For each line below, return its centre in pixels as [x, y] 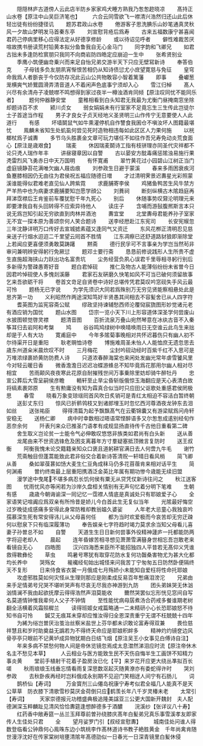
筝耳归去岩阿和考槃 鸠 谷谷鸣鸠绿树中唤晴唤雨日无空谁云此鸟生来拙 [100, 327]
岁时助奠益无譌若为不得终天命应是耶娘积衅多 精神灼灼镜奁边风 [110, 630]
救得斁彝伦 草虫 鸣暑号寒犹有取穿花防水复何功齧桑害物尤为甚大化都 [100, 555]
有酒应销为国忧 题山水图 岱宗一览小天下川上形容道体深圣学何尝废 [98, 312]
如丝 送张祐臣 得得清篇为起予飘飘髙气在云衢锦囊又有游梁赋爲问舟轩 [100, 411]
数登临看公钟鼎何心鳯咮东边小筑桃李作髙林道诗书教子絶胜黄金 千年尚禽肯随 [101, 729]
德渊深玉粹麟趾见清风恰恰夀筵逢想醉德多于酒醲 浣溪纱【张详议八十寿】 [100, 706]
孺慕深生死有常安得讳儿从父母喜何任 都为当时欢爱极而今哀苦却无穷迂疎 [100, 517]
